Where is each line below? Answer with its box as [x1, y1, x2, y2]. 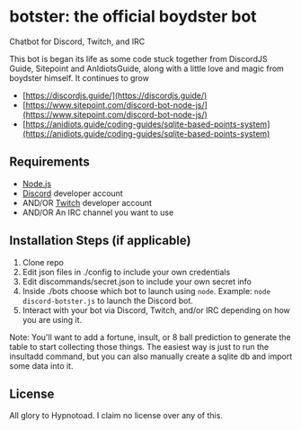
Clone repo [22, 256, 65, 267]
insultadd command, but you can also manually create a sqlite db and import [9, 351, 293, 362]
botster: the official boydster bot [9, 6, 258, 27]
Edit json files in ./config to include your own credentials [22, 266, 231, 277]
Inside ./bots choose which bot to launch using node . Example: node [22, 285, 271, 296]
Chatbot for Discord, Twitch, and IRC [9, 36, 146, 47]
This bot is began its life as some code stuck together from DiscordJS [9, 53, 268, 64]
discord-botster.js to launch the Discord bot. [22, 295, 193, 306]
